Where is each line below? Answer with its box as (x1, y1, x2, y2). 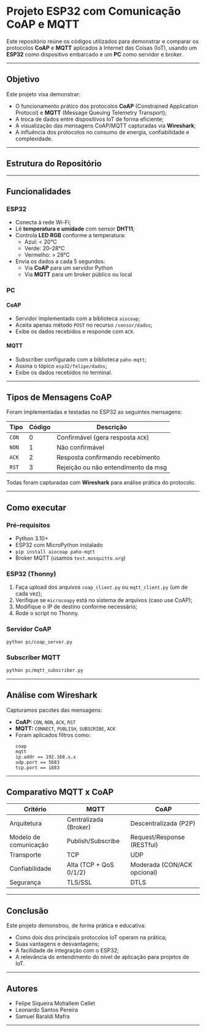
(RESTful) (130, 841, 158, 849)
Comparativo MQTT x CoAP (6, 787, 114, 797)
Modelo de (9, 833, 41, 841)
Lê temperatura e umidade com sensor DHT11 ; (15, 225, 135, 232)
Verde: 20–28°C (24, 245, 66, 252)
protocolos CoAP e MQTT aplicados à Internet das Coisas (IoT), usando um (6, 44, 197, 52)
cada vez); (15, 590, 42, 597)
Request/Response (130, 833, 185, 841)
